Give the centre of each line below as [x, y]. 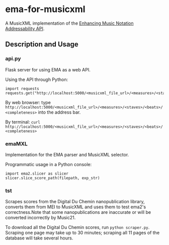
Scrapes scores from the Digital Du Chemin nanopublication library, [75, 202]
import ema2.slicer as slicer [37, 174]
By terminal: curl [23, 122]
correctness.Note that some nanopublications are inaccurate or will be [78, 212]
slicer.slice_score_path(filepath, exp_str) [53, 178]
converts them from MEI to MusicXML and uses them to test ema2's [76, 207]
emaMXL [16, 143]
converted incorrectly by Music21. [40, 218]
